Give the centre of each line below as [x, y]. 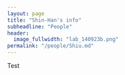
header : [18, 33]
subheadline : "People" [40, 26]
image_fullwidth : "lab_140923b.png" [66, 40]
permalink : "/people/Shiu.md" [51, 46]
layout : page [26, 14]
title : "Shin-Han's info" [44, 20]
